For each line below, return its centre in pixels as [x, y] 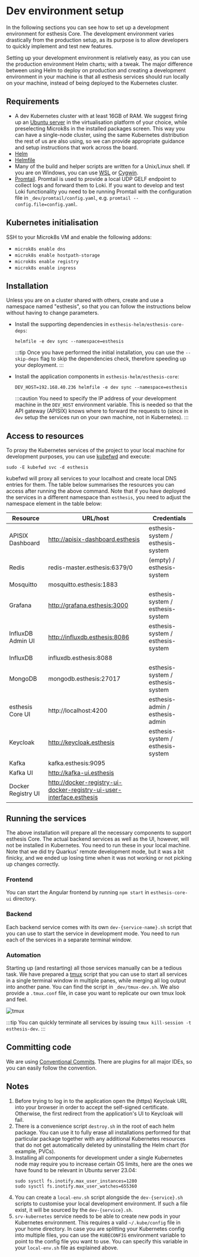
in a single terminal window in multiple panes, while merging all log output [96, 980]
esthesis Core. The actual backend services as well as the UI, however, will [98, 839]
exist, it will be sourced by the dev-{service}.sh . [74, 1210]
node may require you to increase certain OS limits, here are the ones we [104, 1164]
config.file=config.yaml [45, 205]
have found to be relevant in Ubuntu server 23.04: [76, 1170]
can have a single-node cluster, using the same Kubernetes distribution [102, 135]
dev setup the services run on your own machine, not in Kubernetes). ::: [102, 417]
